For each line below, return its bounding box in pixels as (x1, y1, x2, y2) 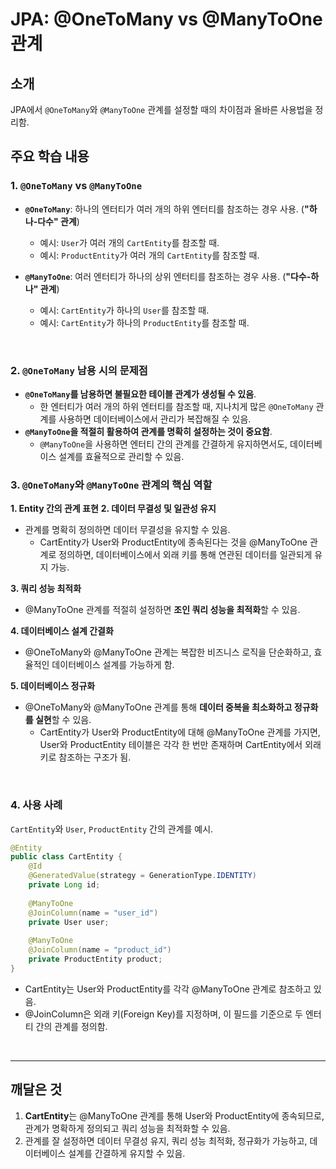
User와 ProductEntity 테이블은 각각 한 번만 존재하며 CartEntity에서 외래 (39, 739, 322, 751)
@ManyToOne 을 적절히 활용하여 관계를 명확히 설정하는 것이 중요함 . (24, 425, 273, 437)
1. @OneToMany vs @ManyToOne (10, 179, 143, 193)
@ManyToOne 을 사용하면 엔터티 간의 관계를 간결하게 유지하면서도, (39, 438, 288, 450)
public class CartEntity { (10, 852, 123, 862)
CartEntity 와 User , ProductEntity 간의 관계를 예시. (10, 823, 214, 835)
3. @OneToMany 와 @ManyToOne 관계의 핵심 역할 (10, 478, 213, 492)
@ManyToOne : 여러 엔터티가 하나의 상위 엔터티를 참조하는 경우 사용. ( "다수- (24, 270, 312, 282)
